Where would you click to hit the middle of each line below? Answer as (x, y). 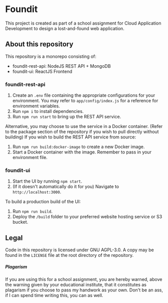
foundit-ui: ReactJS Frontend (42, 71)
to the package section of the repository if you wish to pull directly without (82, 132)
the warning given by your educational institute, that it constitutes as (76, 285)
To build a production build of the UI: (43, 202)
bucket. (20, 222)
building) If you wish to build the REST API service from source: (71, 137)
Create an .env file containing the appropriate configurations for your (84, 95)
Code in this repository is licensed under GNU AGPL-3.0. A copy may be (79, 250)
